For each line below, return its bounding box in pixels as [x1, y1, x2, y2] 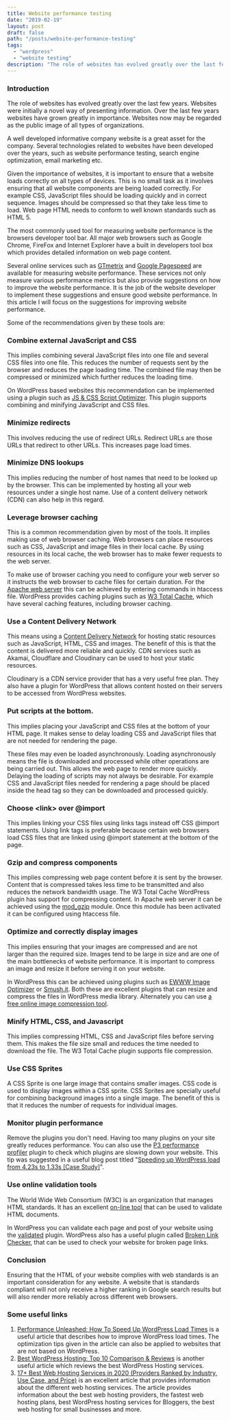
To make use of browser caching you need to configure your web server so [7, 570, 220, 579]
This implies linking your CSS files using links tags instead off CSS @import [7, 819, 220, 827]
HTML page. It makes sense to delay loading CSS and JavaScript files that [7, 729, 217, 737]
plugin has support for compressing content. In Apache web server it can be [7, 895, 222, 903]
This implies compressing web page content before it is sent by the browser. [7, 873, 223, 881]
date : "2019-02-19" [7, 16, 63, 23]
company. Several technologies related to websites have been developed [7, 141, 214, 149]
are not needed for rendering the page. [7, 736, 118, 744]
